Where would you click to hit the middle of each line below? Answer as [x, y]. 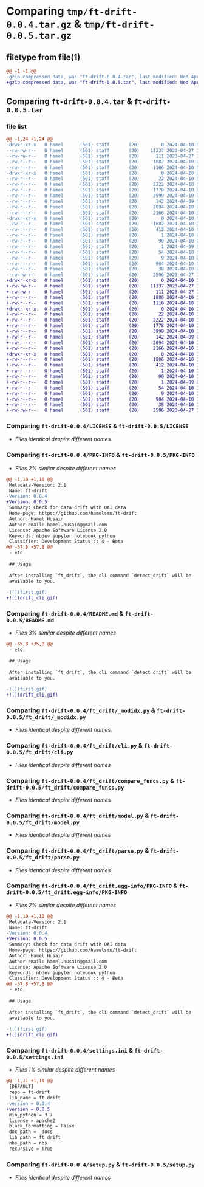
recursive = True [31, 1149]
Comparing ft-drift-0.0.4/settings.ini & [70, 1051]
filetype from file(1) [43, 57]
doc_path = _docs [31, 1132]
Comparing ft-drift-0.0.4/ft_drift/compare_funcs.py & [90, 780]
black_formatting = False [42, 1126]
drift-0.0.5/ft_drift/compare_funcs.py [65, 787]
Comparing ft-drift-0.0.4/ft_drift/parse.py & [78, 851]
